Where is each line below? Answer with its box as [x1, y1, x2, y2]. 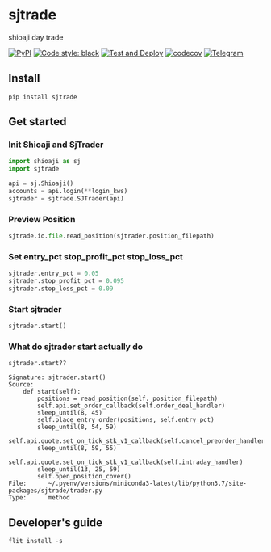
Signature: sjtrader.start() [8, 373, 106, 381]
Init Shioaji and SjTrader [8, 139, 104, 150]
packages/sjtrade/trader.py [8, 487, 103, 495]
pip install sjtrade [8, 93, 78, 101]
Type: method [8, 494, 70, 502]
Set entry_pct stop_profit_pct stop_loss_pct [8, 251, 184, 262]
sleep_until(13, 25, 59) [37, 466, 121, 474]
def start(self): [23, 388, 81, 396]
